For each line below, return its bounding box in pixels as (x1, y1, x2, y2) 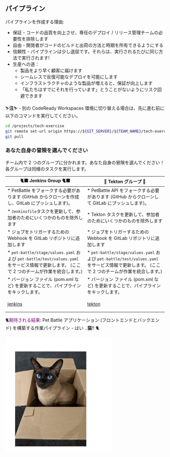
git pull (5, 134, 24, 139)
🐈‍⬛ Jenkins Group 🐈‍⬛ (20, 178, 71, 184)
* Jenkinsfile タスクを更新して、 (7, 208, 76, 214)
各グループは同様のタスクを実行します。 (5, 165, 89, 172)
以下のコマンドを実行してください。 (5, 112, 81, 118)
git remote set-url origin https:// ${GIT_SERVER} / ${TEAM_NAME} (5, 129, 142, 134)
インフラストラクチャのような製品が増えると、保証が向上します (20, 80, 153, 86)
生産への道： (12, 61, 39, 67)
